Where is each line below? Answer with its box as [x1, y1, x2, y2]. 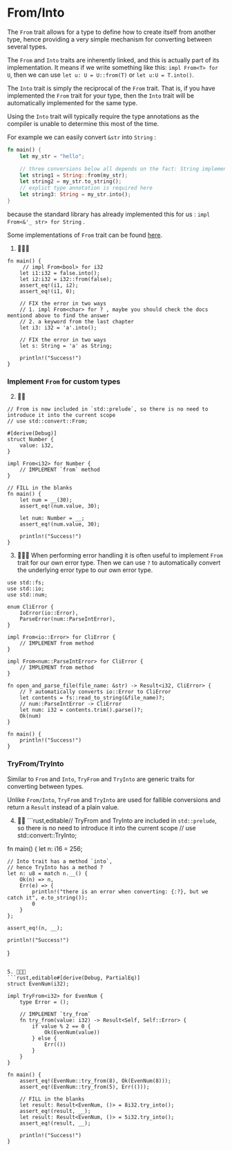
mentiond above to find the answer [7, 312, 110, 319]
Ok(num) [19, 713, 41, 720]
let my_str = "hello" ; [19, 152, 85, 160]
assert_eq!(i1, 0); [19, 287, 76, 295]
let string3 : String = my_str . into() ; [19, 191, 131, 198]
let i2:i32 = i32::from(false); [19, 276, 113, 283]
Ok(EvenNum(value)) [43, 1028, 100, 1036]
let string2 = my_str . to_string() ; [19, 178, 122, 185]
